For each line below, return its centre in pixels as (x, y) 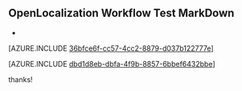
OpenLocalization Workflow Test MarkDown (121, 13)
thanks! (21, 79)
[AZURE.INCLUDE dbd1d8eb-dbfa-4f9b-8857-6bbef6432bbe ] (112, 64)
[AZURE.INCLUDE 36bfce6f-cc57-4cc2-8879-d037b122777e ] (111, 48)
